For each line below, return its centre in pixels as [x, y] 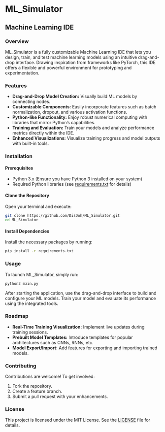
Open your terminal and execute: [38, 206]
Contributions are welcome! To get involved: [50, 377]
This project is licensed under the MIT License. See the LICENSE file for [78, 420]
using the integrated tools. [32, 303]
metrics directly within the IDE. [43, 133]
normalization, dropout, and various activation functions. [69, 112]
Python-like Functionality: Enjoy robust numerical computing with [80, 117]
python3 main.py [22, 283]
